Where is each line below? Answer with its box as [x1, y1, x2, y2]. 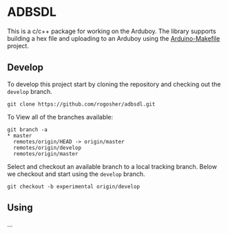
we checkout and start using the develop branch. [7, 170, 146, 178]
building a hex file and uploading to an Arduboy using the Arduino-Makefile [7, 34, 220, 42]
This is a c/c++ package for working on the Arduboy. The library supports [7, 27, 216, 35]
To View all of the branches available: [7, 113, 114, 121]
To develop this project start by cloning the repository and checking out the [7, 80, 221, 88]
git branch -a [7, 126, 48, 133]
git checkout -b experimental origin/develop [7, 183, 140, 190]
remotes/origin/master [13, 150, 79, 157]
